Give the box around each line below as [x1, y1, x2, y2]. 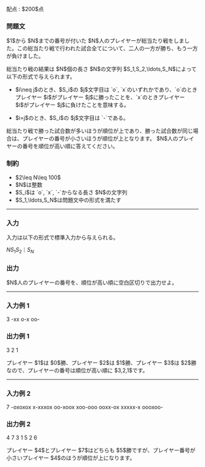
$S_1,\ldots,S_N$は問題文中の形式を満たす [15, 196, 122, 204]
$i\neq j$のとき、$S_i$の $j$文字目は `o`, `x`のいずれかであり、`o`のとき [15, 86, 198, 94]
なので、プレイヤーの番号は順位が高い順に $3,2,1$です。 [6, 366, 148, 374]
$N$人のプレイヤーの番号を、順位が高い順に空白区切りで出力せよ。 [6, 279, 178, 286]
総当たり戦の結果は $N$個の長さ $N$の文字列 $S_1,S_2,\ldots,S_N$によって [6, 65, 197, 73]
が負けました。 [6, 53, 44, 60]
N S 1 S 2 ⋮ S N [6, 246, 35, 255]
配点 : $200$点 [6, 6, 45, 12]
